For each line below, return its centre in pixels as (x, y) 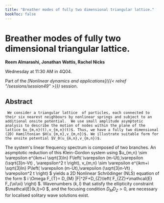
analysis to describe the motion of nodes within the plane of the (75, 126)
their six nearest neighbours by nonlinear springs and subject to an (79, 117)
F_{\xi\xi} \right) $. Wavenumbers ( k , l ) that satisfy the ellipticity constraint (79, 184)
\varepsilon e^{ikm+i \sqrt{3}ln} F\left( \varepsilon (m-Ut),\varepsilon (74, 158)
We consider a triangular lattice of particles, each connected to (79, 113)
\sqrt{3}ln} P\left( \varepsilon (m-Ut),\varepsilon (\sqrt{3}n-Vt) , (69, 168)
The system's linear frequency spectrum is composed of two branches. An (81, 147)
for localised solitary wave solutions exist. (47, 195)
